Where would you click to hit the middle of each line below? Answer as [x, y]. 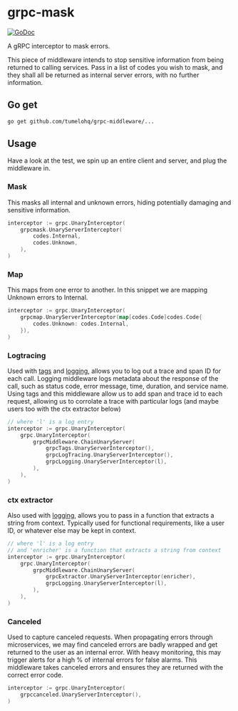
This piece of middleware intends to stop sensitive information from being [116, 60]
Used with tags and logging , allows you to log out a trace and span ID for [114, 371]
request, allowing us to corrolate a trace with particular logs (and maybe [113, 401]
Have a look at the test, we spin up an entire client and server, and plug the [117, 160]
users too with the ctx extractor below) [64, 409]
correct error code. [36, 675]
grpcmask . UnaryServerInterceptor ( [71, 230]
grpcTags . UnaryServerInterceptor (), [100, 449]
